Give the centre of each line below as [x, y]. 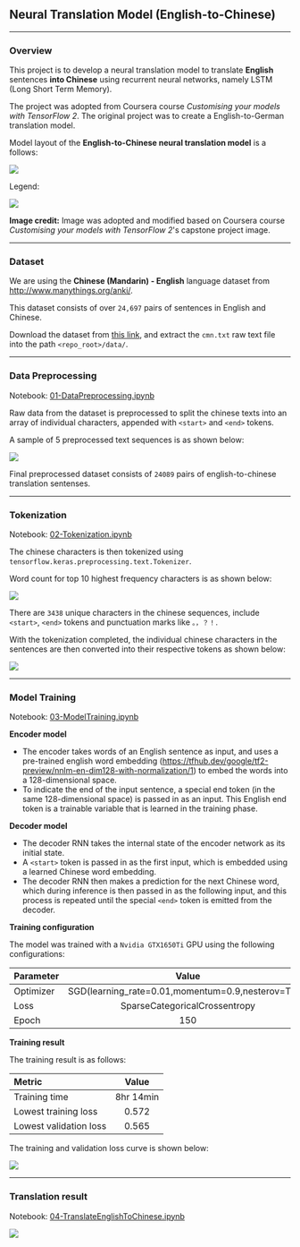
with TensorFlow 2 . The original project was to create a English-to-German [146, 116]
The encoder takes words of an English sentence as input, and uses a [150, 752]
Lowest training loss [56, 1112]
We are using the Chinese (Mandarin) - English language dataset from [140, 281]
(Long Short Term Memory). [61, 90]
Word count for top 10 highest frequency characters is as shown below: [141, 578]
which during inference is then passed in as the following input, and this [154, 891]
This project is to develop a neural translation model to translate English [142, 70]
